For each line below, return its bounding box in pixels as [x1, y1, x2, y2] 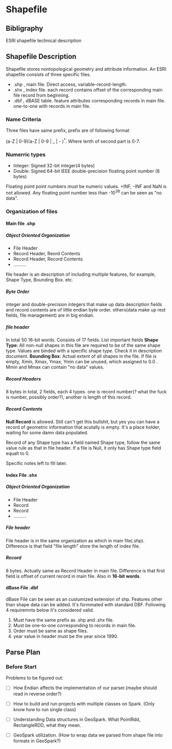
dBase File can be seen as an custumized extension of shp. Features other [6, 596, 163, 602]
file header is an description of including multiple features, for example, [6, 271, 156, 277]
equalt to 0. [6, 450, 30, 456]
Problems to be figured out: [6, 675, 63, 681]
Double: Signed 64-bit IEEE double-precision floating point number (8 [13, 168, 160, 174]
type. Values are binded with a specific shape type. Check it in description [6, 348, 162, 354]
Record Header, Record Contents [13, 256, 83, 262]
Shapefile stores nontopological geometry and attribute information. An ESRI [6, 65, 166, 72]
